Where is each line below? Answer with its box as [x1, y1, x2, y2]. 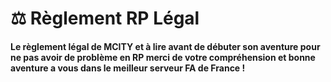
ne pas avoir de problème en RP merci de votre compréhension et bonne [10, 51, 316, 63]
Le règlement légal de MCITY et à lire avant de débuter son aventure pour [10, 40, 321, 52]
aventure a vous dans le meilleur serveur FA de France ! [10, 62, 246, 74]
